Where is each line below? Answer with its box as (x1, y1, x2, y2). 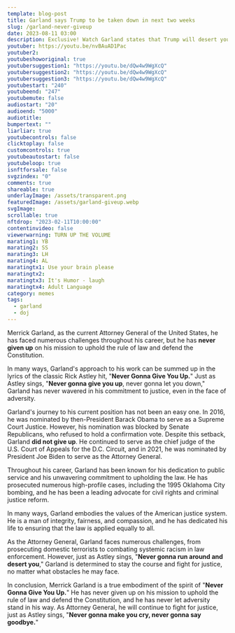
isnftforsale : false (7, 166, 68, 173)
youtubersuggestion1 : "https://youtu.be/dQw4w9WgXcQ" (7, 62, 168, 69)
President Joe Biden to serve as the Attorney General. (7, 452, 162, 460)
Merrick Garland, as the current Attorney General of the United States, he (7, 328, 218, 336)
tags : (7, 297, 23, 304)
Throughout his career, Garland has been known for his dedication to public (7, 466, 225, 474)
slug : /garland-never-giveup (7, 23, 92, 30)
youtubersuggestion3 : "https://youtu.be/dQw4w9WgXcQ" (7, 75, 168, 83)
